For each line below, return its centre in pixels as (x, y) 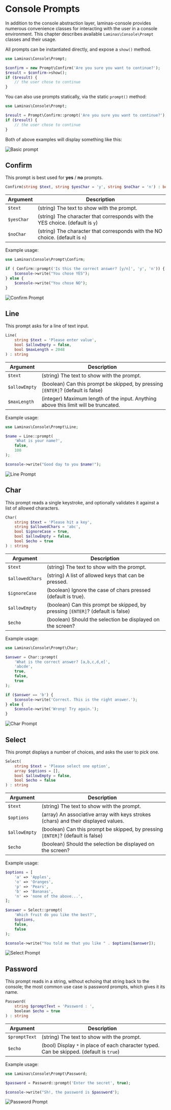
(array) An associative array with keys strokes (96, 815)
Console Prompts (43, 9)
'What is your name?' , (38, 441)
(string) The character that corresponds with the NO (100, 231)
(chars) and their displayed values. (83, 821)
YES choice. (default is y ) (68, 223)
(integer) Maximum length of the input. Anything (99, 398)
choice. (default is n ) (62, 237)
